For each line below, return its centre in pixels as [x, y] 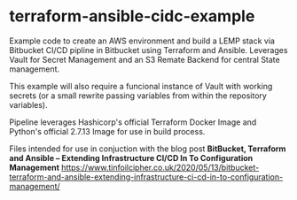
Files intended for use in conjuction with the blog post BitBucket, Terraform [148, 149]
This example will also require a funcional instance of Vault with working [141, 86]
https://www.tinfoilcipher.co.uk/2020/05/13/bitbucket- [160, 167]
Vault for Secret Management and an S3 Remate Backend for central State [145, 59]
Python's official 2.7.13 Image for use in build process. [107, 131]
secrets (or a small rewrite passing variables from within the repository [138, 96]
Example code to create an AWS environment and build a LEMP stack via [142, 41]
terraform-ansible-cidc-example [132, 16]
